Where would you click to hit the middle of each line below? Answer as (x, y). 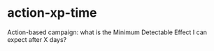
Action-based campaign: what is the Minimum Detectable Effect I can (107, 32)
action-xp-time (52, 13)
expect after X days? (37, 39)
